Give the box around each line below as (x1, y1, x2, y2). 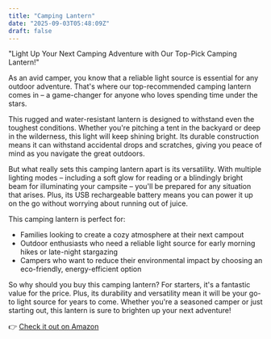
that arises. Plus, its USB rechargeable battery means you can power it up (8, 190, 254, 200)
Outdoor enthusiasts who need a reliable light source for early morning (19, 239, 256, 249)
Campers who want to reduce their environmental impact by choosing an (19, 256, 263, 266)
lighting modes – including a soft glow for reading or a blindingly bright (8, 173, 244, 182)
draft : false (8, 27, 52, 35)
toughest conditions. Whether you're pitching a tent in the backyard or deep (8, 123, 261, 133)
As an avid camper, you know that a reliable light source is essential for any (8, 73, 259, 83)
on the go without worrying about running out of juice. (8, 199, 188, 208)
